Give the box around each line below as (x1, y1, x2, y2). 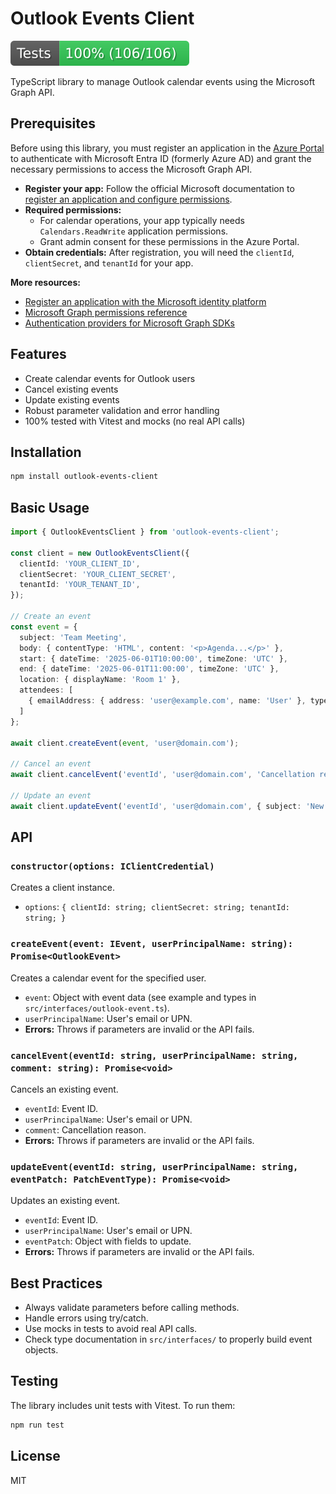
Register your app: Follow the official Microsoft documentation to (24, 182, 295, 194)
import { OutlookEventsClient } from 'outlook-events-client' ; (10, 527, 280, 537)
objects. (24, 1344, 59, 1356)
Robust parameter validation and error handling (24, 404, 220, 416)
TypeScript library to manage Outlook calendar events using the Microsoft (10, 75, 315, 87)
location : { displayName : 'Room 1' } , (19, 675, 182, 685)
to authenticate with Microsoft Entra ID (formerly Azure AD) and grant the (10, 152, 312, 164)
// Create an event (10, 612, 92, 622)
